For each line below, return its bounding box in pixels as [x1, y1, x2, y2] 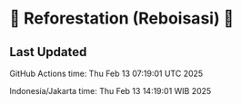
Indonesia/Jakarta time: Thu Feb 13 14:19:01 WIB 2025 [9, 86, 212, 96]
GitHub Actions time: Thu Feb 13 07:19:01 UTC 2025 [9, 68, 204, 79]
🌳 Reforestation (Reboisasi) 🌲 [9, 8, 235, 29]
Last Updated [9, 44, 87, 60]
